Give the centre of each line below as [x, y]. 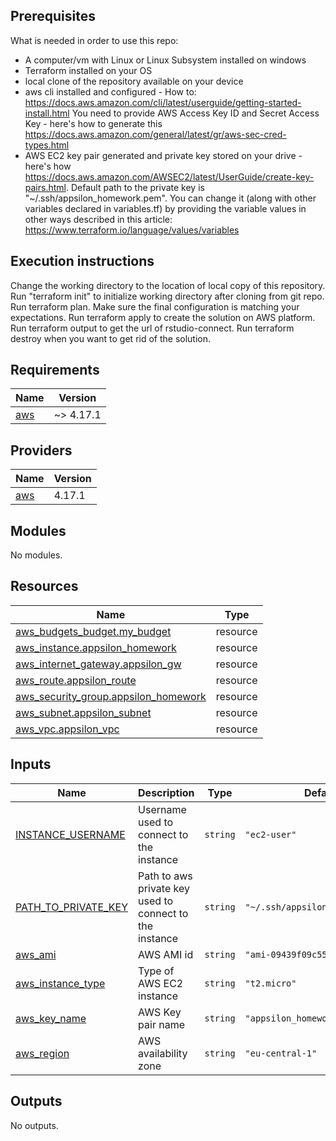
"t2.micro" [270, 983]
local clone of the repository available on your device [134, 81]
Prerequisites [53, 16]
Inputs [31, 764]
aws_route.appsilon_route [76, 680]
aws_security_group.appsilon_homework [111, 696]
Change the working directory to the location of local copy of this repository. [168, 285]
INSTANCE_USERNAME [70, 834]
